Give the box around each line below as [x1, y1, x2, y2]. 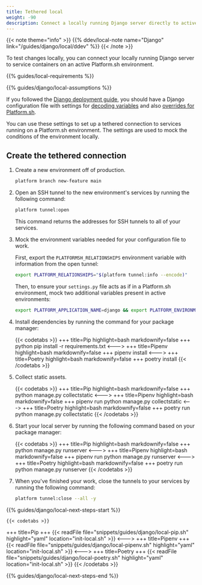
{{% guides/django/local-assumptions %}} [6, 84, 112, 91]
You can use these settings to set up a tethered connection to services [6, 120, 182, 127]
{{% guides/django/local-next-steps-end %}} [6, 572, 119, 579]
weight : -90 [6, 14, 36, 20]
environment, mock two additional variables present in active [14, 289, 167, 296]
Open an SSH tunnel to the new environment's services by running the [14, 189, 190, 196]
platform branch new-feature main [14, 178, 102, 184]
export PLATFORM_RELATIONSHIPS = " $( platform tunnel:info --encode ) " [14, 272, 188, 278]
